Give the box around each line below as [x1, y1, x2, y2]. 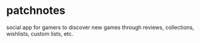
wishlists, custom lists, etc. [6, 30, 74, 37]
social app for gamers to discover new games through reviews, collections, [6, 24, 195, 31]
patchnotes [6, 4, 66, 18]
